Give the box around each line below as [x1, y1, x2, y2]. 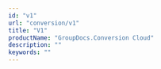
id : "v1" [8, 11, 37, 20]
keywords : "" [8, 48, 52, 56]
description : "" [8, 41, 62, 49]
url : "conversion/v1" [8, 19, 80, 27]
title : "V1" [8, 26, 48, 34]
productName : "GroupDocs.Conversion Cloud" [8, 33, 155, 42]
